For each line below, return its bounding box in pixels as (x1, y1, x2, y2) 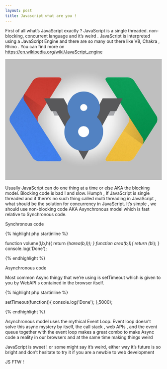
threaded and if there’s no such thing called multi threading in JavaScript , (5, 196, 157, 202)
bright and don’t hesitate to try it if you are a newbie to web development (5, 349, 155, 356)
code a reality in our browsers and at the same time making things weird (5, 334, 153, 341)
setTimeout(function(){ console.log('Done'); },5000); (5, 299, 113, 305)
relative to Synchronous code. (5, 212, 67, 218)
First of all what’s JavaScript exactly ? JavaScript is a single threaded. (5, 27, 148, 33)
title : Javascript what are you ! (5, 13, 77, 18)
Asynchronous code (5, 265, 47, 271)
